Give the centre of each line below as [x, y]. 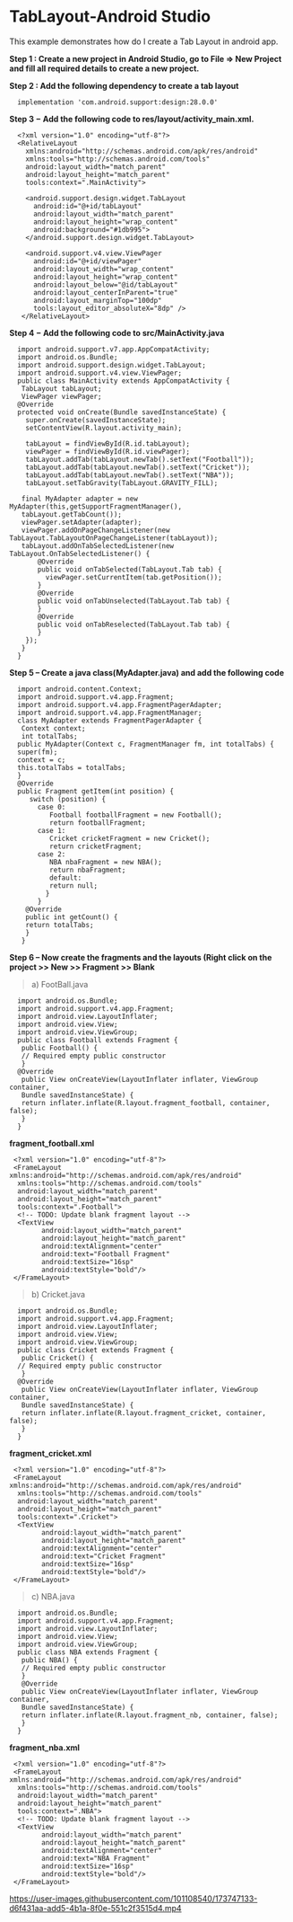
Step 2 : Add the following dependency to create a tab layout [124, 85]
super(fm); [38, 752]
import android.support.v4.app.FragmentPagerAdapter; [120, 704]
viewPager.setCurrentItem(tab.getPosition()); [134, 577]
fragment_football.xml [52, 1143]
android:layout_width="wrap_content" [103, 269]
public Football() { [60, 1048]
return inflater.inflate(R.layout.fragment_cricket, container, [144, 1413]
